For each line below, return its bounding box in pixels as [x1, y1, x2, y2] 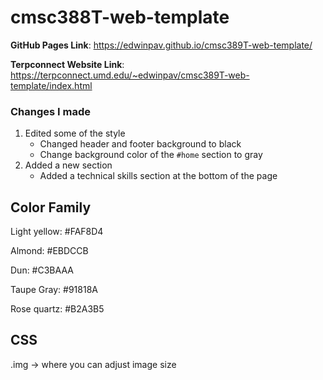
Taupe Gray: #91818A [10, 284, 98, 296]
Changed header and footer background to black [39, 138, 242, 150]
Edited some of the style [24, 127, 126, 140]
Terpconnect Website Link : [10, 58, 125, 70]
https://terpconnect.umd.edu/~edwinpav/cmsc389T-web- [10, 69, 250, 81]
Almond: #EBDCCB [10, 245, 89, 257]
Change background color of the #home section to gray [39, 149, 263, 161]
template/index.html [10, 79, 93, 91]
